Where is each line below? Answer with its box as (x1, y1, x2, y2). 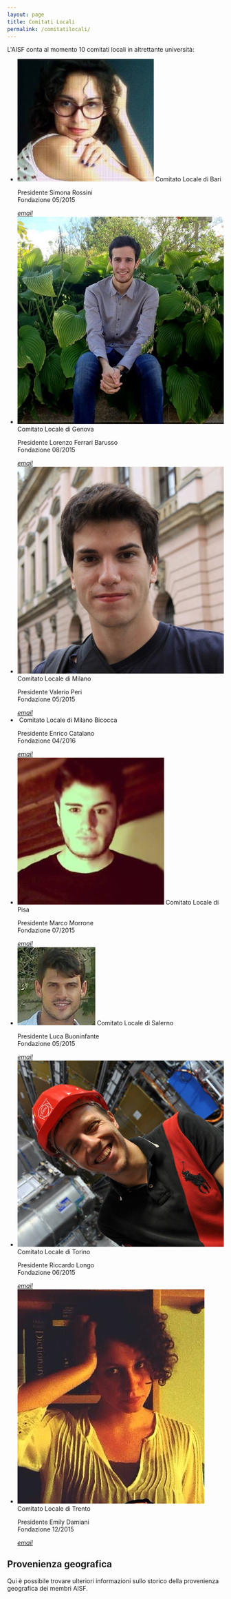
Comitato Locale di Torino (16, 1247, 91, 1256)
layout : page (7, 11, 45, 18)
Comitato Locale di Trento (16, 1504, 91, 1513)
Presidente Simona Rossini (16, 188, 93, 197)
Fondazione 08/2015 (16, 445, 76, 454)
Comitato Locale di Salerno (96, 1018, 174, 1027)
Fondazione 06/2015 (16, 1268, 76, 1276)
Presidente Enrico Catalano (16, 729, 95, 737)
